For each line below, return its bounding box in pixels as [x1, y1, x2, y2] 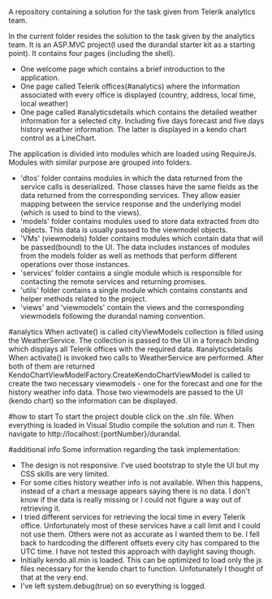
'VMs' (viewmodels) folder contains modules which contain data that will [19, 234, 264, 243]
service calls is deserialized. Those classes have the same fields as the [19, 182, 259, 192]
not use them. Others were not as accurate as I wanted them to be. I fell [19, 529, 260, 539]
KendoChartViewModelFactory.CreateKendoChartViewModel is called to [8, 370, 251, 380]
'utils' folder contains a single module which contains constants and [19, 286, 248, 295]
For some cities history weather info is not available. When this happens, [19, 478, 263, 487]
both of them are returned [8, 361, 96, 371]
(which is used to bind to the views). [19, 208, 142, 218]
